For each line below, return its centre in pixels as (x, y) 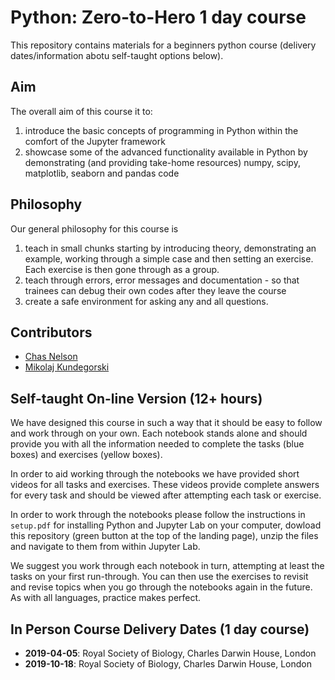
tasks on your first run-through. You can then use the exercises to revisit (159, 577)
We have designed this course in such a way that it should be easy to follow (166, 423)
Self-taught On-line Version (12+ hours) (136, 398)
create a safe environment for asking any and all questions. (146, 301)
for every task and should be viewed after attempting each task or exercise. (166, 495)
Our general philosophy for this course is (94, 228)
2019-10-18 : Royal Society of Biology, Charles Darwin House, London (168, 664)
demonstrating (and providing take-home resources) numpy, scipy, (162, 162)
